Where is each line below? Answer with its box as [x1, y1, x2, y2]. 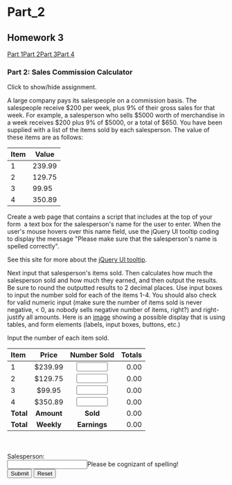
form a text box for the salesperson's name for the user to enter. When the [7, 220, 222, 228]
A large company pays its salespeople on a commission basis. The [7, 96, 197, 104]
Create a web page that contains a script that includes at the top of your [7, 212, 213, 221]
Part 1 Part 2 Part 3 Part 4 [7, 50, 75, 58]
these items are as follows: [7, 133, 84, 142]
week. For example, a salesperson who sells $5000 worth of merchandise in [7, 111, 225, 120]
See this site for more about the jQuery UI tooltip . [7, 255, 148, 264]
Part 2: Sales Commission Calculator [7, 67, 133, 77]
